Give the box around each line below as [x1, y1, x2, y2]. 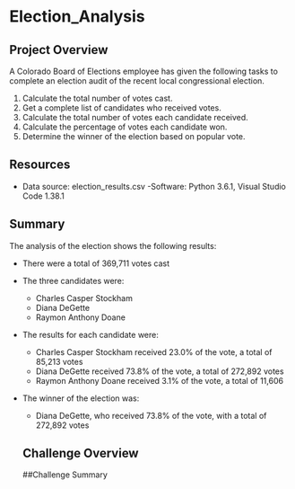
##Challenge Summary [22, 469, 108, 480]
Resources [9, 157, 71, 173]
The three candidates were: [22, 275, 125, 286]
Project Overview [9, 42, 108, 58]
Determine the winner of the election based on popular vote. [22, 131, 246, 141]
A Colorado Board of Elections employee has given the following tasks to [9, 66, 278, 76]
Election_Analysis [9, 6, 145, 27]
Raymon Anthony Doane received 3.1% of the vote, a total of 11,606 [35, 375, 284, 386]
